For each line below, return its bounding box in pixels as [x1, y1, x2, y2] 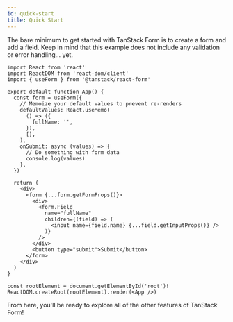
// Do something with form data [25, 149, 120, 156]
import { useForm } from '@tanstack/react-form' [7, 76, 151, 83]
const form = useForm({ [13, 94, 82, 101]
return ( [13, 179, 39, 186]
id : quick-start [7, 10, 54, 17]
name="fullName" [44, 210, 92, 217]
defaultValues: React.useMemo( [19, 106, 111, 113]
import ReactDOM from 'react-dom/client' [7, 70, 129, 77]
